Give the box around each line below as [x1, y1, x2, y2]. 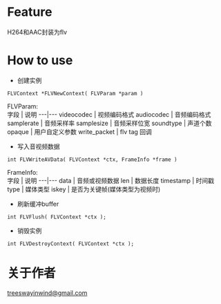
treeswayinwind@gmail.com [7, 288, 88, 297]
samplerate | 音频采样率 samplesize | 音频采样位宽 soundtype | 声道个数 [7, 119, 212, 127]
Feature [7, 4, 52, 20]
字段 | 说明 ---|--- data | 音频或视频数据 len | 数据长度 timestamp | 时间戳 [7, 176, 215, 184]
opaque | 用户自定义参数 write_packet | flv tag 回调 [7, 127, 152, 135]
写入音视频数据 [17, 142, 60, 151]
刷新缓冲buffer [17, 200, 59, 208]
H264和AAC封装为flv [7, 28, 68, 36]
